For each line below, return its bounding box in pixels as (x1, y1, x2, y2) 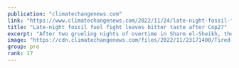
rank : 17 (7, 50, 33, 57)
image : (7, 37, 27, 44)
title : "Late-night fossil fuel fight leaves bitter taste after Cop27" (7, 23, 228, 30)
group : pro (7, 43, 40, 50)
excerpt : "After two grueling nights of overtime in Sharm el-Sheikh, (7, 30, 221, 38)
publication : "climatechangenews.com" (7, 10, 122, 18)
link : (7, 17, 23, 24)
